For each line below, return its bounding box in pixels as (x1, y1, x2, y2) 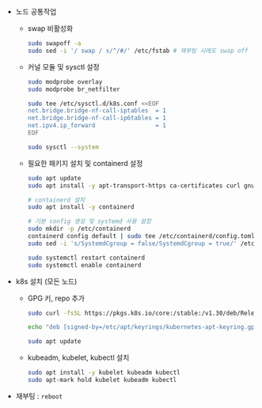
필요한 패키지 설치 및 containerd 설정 (27, 158, 143, 168)
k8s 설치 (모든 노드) (15, 276, 78, 286)
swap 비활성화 (27, 24, 74, 33)
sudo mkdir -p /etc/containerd (27, 225, 131, 233)
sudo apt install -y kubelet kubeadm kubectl (27, 368, 180, 377)
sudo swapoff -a (27, 40, 82, 47)
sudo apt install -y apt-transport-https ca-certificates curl (27, 181, 241, 190)
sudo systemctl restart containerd (27, 254, 145, 262)
